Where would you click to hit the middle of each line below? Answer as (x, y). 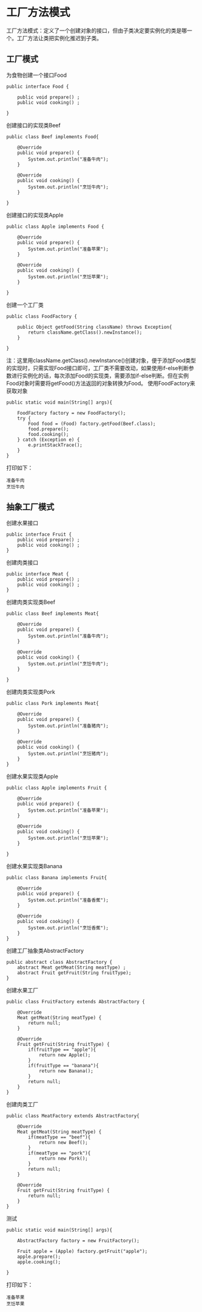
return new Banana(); (66, 1071)
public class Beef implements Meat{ (52, 613)
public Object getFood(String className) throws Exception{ (95, 327)
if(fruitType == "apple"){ (62, 1050)
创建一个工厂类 (25, 304)
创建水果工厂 (22, 990)
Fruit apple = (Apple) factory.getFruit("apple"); (82, 1251)
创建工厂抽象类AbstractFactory (45, 950)
